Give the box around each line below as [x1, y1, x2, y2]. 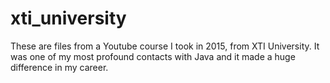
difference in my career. [10, 61, 109, 73]
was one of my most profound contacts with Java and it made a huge [10, 50, 296, 62]
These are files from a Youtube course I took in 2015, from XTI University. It [10, 40, 320, 52]
